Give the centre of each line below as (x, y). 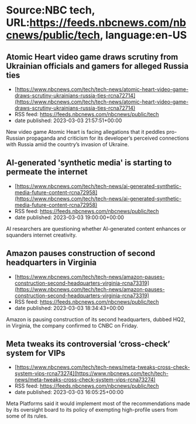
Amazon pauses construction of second (81, 253)
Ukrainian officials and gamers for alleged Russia (97, 66)
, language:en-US (143, 35)
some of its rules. (27, 416)
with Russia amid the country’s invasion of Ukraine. (68, 144)
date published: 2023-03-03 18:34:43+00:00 (69, 308)
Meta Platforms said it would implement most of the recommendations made (98, 403)
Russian (16, 138)
